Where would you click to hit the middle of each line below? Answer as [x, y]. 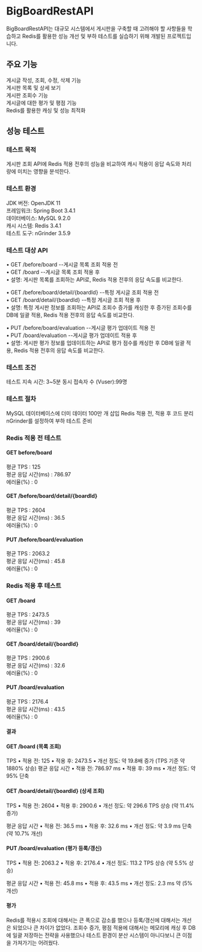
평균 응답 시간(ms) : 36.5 [35, 517]
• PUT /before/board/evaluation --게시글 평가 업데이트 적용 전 [81, 328]
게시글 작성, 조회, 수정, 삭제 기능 [44, 80]
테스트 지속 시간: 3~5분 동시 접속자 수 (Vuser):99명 [67, 382]
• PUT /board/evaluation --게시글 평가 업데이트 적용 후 [72, 335]
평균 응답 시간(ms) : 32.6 [36, 666]
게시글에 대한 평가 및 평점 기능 [41, 102]
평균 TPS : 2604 [26, 510]
